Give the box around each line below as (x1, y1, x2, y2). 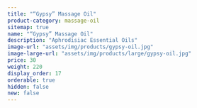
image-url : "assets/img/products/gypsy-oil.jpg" (7, 43, 154, 50)
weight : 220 (7, 63, 43, 70)
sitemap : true (7, 23, 50, 31)
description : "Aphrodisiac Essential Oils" (7, 37, 138, 44)
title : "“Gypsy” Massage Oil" (7, 10, 97, 18)
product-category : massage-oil (7, 17, 100, 24)
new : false (7, 90, 40, 97)
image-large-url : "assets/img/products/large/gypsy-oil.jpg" (7, 50, 192, 58)
